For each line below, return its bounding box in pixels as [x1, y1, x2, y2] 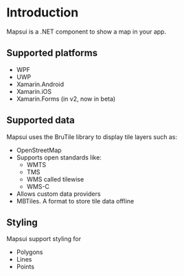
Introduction [6, 5, 79, 21]
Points [16, 262, 35, 271]
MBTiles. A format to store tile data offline [16, 197, 135, 205]
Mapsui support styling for [6, 235, 82, 243]
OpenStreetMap [16, 146, 62, 154]
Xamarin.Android [16, 80, 65, 88]
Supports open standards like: [16, 153, 102, 162]
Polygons [16, 248, 43, 256]
